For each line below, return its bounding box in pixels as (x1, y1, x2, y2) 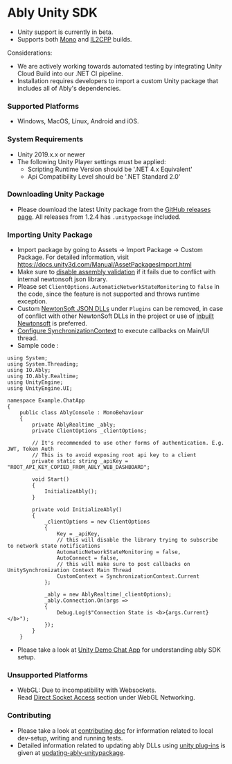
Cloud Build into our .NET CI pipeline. (17, 69, 123, 78)
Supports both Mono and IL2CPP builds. (17, 35, 132, 43)
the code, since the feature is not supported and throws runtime (17, 290, 200, 299)
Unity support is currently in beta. (17, 28, 114, 36)
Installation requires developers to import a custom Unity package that (17, 76, 218, 85)
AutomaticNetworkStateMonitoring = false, (56, 549, 181, 556)
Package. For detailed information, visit (17, 253, 130, 261)
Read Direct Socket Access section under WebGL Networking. (17, 693, 195, 702)
